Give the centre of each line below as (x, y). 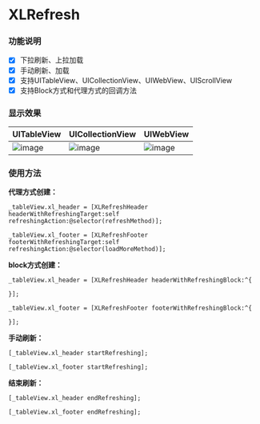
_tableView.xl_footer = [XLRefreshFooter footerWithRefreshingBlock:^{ (130, 308)
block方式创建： (35, 265)
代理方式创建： (33, 192)
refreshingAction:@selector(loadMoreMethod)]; (87, 250)
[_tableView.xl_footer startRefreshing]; (78, 367)
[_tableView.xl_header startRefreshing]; (78, 354)
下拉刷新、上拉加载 (52, 60)
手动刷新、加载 (44, 70)
